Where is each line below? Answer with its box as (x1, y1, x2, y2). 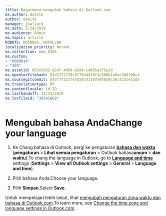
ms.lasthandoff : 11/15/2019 (5, 91, 64, 96)
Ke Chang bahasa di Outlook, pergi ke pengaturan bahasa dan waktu (12, 144, 156, 150)
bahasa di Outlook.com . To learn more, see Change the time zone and (5, 200, 148, 206)
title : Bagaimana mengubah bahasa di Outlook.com (5, 7, 111, 12)
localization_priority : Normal (5, 44, 70, 49)
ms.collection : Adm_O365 (5, 49, 57, 54)
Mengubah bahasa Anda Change (5, 117, 142, 128)
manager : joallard (5, 21, 43, 26)
